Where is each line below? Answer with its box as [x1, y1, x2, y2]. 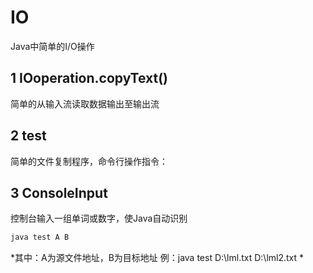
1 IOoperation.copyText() [10, 70, 169, 87]
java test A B [10, 232, 70, 243]
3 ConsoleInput [10, 184, 108, 201]
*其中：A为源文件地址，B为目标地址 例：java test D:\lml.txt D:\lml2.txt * [10, 252, 305, 264]
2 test [10, 127, 47, 145]
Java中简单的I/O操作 [10, 40, 95, 52]
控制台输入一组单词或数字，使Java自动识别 [10, 212, 188, 225]
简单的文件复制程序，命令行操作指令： [10, 155, 168, 167]
